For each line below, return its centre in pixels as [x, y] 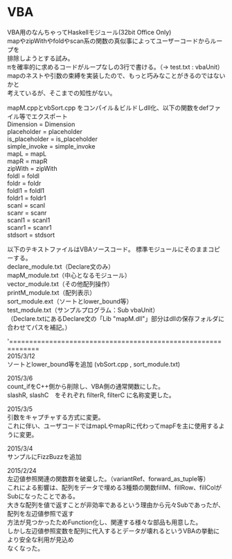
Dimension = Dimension [41, 124]
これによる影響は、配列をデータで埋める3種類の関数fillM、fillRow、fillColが [115, 487]
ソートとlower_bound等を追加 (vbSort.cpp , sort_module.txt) [94, 364]
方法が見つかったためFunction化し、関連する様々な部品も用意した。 [105, 522]
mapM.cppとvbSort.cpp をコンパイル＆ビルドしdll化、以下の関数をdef [108, 108]
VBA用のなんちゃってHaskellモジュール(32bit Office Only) [89, 32]
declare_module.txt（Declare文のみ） [61, 266]
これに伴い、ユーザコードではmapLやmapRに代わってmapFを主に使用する [113, 426]
